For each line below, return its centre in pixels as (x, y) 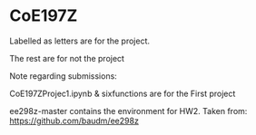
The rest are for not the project (67, 58)
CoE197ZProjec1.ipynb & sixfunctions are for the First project (123, 93)
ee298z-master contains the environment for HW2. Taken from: (128, 111)
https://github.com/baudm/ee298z (74, 121)
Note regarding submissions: (64, 76)
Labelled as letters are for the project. (79, 41)
